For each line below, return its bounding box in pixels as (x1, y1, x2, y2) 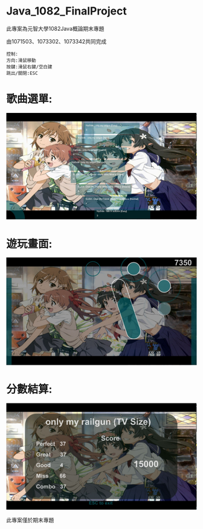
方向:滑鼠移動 (6, 57, 36, 63)
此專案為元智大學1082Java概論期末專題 (6, 25, 105, 32)
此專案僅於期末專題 (6, 516, 54, 524)
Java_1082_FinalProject (6, 4, 127, 18)
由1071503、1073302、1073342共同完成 (6, 37, 107, 45)
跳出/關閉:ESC (6, 70, 38, 76)
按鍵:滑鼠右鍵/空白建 (6, 63, 53, 70)
